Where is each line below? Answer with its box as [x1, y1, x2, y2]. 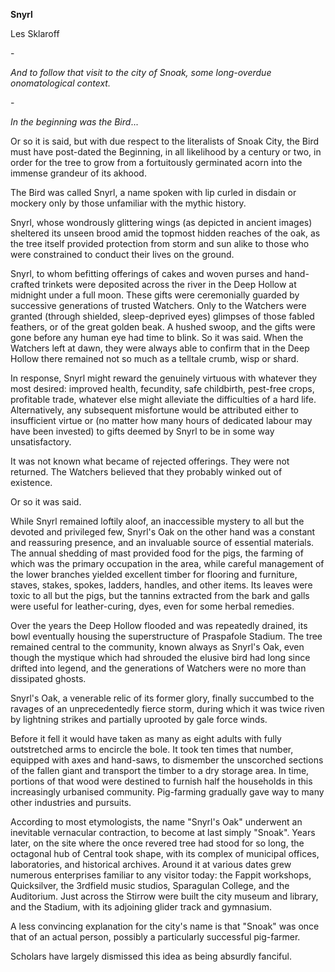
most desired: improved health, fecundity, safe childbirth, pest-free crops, [10, 383, 315, 394]
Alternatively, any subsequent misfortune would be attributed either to [10, 404, 300, 416]
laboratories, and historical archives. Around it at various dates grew [10, 859, 292, 870]
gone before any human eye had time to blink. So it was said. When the [10, 332, 304, 343]
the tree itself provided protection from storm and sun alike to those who [10, 238, 310, 249]
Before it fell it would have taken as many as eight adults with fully [10, 733, 282, 744]
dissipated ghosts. [10, 673, 87, 684]
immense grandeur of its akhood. [10, 167, 147, 179]
